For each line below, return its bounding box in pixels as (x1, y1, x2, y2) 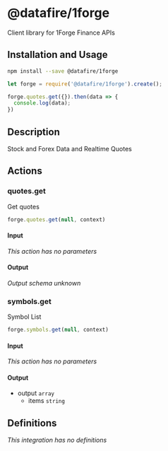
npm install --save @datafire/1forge (7, 67, 119, 75)
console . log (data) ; (13, 100, 71, 107)
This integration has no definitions (7, 436, 107, 445)
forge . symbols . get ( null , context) (7, 327, 109, 334)
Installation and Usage (7, 49, 108, 61)
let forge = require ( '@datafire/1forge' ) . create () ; (7, 80, 162, 88)
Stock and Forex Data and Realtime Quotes (7, 144, 132, 153)
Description (7, 126, 60, 138)
